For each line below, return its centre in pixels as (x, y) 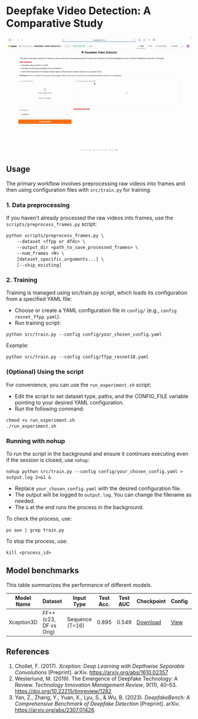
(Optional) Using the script (45, 372)
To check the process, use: (39, 518)
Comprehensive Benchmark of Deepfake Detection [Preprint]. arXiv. (97, 704)
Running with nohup (36, 441)
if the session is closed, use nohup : (48, 460)
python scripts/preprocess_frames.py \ (55, 236)
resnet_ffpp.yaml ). (37, 317)
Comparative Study (55, 23)
